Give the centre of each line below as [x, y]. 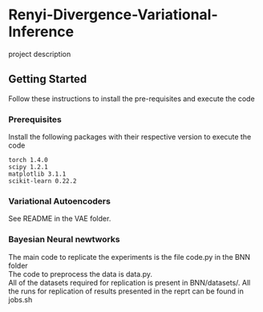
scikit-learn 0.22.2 [43, 181]
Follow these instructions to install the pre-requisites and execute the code [131, 99]
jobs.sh [20, 299]
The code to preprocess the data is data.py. [81, 274]
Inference [41, 32]
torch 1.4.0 [28, 160]
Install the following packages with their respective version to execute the [130, 137]
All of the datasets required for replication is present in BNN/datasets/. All [129, 282]
